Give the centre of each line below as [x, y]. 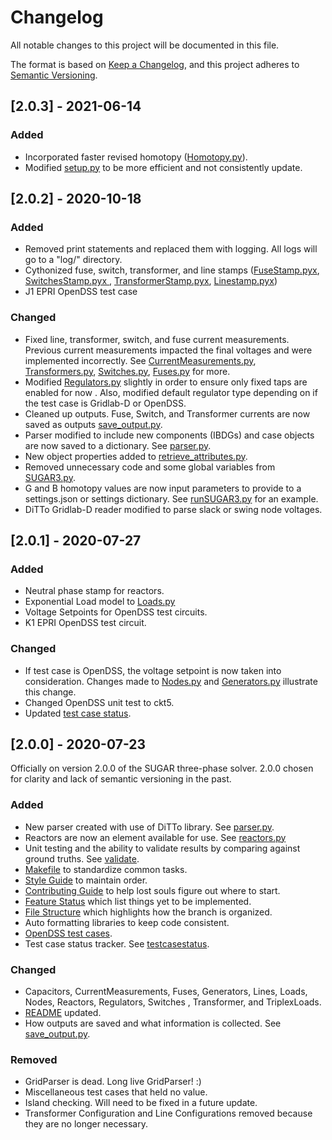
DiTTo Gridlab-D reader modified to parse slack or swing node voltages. [173, 509]
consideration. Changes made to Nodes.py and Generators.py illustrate [171, 681]
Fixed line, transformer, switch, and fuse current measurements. [157, 339]
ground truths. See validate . [82, 858]
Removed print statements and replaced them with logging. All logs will [171, 249]
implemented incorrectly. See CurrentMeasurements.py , [140, 360]
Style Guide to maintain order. [86, 880]
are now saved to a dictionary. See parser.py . [118, 445]
